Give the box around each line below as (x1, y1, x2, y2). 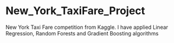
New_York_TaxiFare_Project (5, 4, 146, 18)
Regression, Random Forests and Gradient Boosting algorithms (5, 29, 159, 37)
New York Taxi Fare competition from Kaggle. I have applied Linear (5, 24, 169, 31)
